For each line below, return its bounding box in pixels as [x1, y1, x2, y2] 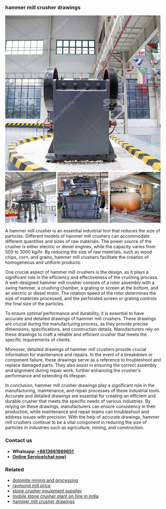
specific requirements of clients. [5, 337, 71, 343]
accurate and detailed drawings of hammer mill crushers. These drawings [5, 316, 157, 322]
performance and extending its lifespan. [5, 373, 87, 379]
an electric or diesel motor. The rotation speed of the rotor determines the [5, 290, 157, 296]
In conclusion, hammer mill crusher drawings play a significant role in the [5, 382, 155, 388]
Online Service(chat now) [12, 453, 67, 459]
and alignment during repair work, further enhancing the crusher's [5, 367, 141, 373]
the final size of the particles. [5, 301, 65, 307]
